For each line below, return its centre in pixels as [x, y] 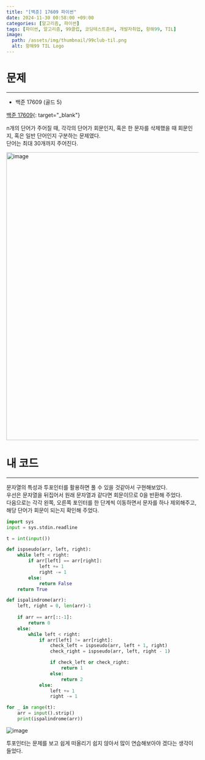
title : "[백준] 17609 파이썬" [41, 12]
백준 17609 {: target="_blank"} [43, 115]
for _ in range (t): [31, 707]
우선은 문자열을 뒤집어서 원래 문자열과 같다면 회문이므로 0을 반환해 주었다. [94, 495]
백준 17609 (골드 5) [38, 102]
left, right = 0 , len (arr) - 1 [54, 606]
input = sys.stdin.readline [42, 527]
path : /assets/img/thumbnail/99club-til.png [69, 40]
